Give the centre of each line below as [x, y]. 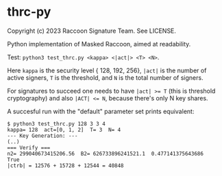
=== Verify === [29, 147]
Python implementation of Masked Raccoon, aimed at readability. [99, 44]
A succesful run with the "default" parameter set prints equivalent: [101, 111]
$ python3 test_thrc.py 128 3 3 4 [57, 123]
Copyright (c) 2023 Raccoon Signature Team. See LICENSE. [92, 31]
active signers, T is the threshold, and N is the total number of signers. [105, 77]
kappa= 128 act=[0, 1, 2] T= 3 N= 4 [64, 130]
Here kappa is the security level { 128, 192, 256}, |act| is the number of [107, 70]
